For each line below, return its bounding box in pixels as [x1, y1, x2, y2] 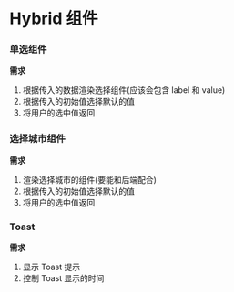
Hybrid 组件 [9, 8, 98, 29]
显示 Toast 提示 [22, 261, 80, 273]
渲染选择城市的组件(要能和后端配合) [22, 174, 158, 185]
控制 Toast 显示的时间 [22, 273, 105, 284]
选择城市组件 [9, 133, 66, 146]
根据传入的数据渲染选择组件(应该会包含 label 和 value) [22, 85, 226, 96]
